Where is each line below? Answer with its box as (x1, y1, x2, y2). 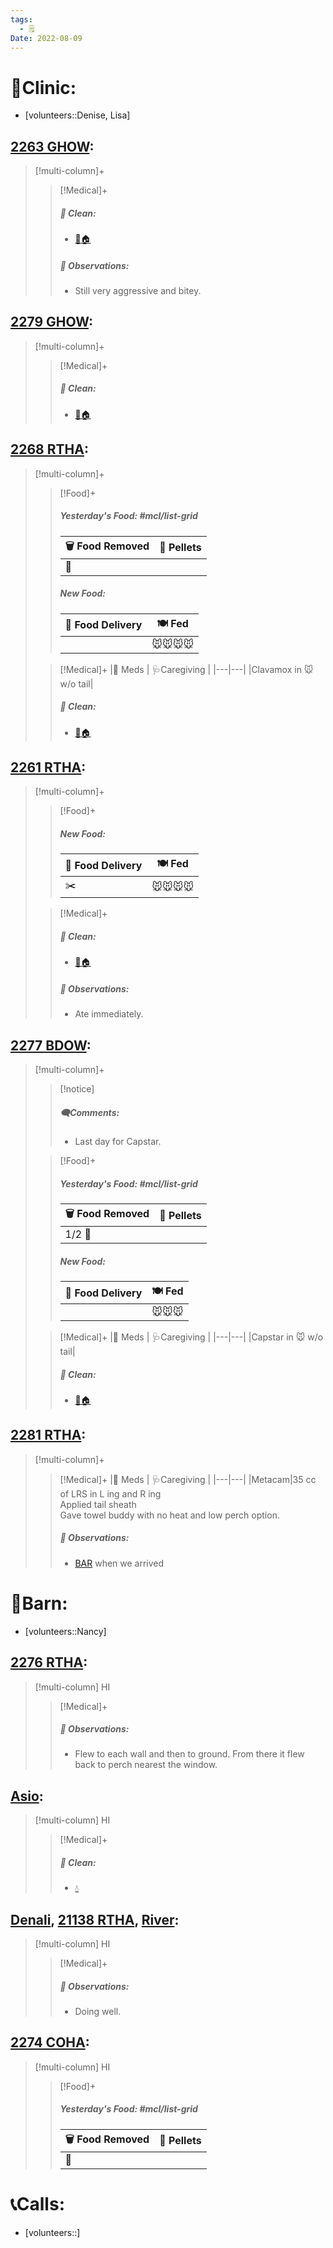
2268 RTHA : (10, 441, 89, 458)
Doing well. (74, 2006, 122, 2018)
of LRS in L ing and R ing (59, 1487, 162, 1500)
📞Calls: (10, 2193, 65, 2215)
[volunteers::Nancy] (24, 1625, 107, 1637)
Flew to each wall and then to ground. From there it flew (74, 1748, 305, 1760)
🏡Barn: (10, 1592, 68, 1615)
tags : (10, 14, 33, 25)
